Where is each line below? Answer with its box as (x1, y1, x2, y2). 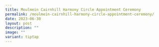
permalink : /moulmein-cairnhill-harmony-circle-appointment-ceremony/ (5, 12, 155, 17)
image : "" (5, 30, 26, 35)
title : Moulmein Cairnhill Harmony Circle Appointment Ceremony (5, 7, 141, 12)
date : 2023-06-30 (5, 16, 41, 21)
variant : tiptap (5, 35, 39, 40)
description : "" (5, 25, 39, 30)
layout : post (5, 21, 32, 26)
